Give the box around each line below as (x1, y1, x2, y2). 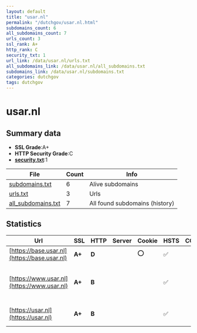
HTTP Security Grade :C (14, 150, 73, 157)
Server (112, 236, 132, 244)
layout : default (6, 8, 46, 15)
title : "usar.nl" (6, 14, 49, 20)
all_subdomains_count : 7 (6, 31, 67, 36)
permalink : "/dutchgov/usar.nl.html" (6, 19, 98, 25)
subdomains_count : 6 (6, 25, 57, 31)
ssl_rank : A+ (6, 42, 38, 48)
